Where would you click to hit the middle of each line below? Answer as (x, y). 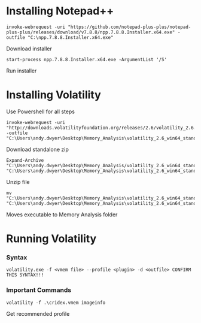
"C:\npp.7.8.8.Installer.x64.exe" (71, 37)
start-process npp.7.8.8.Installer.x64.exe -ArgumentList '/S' (87, 59)
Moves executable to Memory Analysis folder (62, 215)
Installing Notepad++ (60, 11)
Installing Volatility (54, 95)
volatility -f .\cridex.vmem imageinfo (56, 303)
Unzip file (18, 182)
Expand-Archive (25, 160)
